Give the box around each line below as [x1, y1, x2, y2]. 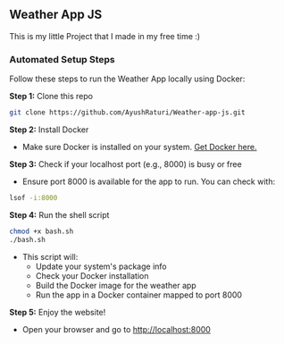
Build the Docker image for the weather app [35, 280, 196, 290]
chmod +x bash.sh [9, 227, 74, 236]
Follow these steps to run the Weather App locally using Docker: [9, 73, 246, 84]
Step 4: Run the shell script [9, 209, 110, 220]
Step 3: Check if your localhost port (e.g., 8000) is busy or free [9, 158, 243, 169]
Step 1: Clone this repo [9, 91, 94, 102]
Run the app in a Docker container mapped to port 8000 [35, 289, 243, 300]
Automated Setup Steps [9, 53, 116, 65]
